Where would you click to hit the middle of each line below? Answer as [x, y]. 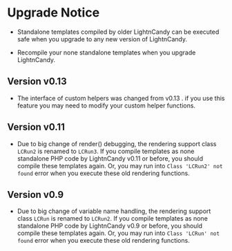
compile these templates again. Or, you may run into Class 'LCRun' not [118, 233]
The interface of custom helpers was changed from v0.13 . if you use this [121, 98]
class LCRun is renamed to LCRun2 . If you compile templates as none [113, 219]
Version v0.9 [36, 194]
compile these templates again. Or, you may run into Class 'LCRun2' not [120, 165]
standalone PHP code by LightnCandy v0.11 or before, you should [110, 158]
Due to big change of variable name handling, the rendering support [114, 211]
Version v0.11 [36, 127]
